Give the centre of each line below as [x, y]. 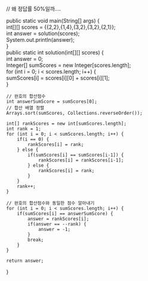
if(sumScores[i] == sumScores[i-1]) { [76, 155]
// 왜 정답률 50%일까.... [34, 9]
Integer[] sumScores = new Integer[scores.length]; [69, 65]
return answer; [25, 261]
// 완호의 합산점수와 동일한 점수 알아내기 [50, 203]
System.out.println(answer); [40, 40]
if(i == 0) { [33, 139]
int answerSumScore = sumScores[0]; [52, 102]
